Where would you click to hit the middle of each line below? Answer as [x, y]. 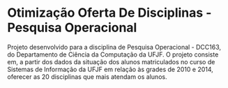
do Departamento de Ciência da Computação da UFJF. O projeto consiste [113, 54]
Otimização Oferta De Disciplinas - [109, 13]
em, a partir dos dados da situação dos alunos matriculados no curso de [111, 61]
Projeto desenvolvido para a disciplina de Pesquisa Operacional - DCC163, [114, 47]
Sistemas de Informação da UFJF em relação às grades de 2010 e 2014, [111, 69]
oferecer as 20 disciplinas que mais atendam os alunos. [87, 76]
